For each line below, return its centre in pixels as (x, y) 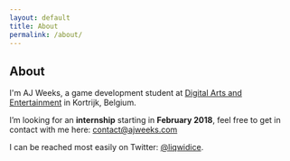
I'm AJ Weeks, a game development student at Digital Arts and (126, 93)
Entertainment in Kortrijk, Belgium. (73, 103)
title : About (34, 26)
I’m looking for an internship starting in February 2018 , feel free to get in (145, 120)
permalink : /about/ (46, 34)
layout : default (40, 18)
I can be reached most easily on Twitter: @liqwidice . (107, 147)
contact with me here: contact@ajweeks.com (94, 130)
